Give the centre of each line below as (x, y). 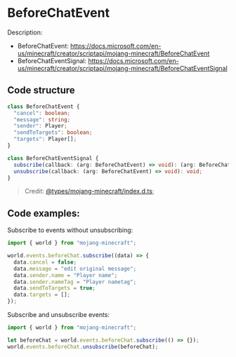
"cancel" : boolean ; (42, 113)
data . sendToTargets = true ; (55, 288)
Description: (25, 32)
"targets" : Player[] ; (45, 139)
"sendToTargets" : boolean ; (53, 133)
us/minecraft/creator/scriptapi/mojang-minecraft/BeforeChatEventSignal (123, 68)
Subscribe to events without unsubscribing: (70, 230)
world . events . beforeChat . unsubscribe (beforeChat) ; (83, 346)
